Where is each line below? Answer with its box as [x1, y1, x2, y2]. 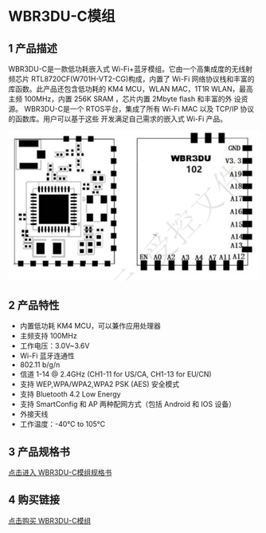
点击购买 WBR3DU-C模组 [8, 515, 92, 525]
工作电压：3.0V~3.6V [19, 341, 90, 351]
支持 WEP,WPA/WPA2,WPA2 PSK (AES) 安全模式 [19, 380, 180, 389]
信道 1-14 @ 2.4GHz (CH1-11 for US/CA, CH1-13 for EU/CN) [19, 369, 213, 379]
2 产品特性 [8, 298, 60, 312]
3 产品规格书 [8, 444, 70, 459]
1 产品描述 [8, 41, 58, 55]
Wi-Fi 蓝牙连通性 [19, 351, 76, 361]
